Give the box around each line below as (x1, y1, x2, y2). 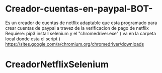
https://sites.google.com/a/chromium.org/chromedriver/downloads (5, 41, 144, 47)
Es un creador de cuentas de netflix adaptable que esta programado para (5, 20, 157, 26)
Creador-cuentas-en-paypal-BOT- (5, 3, 153, 15)
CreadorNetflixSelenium (5, 59, 109, 70)
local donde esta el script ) (5, 36, 60, 42)
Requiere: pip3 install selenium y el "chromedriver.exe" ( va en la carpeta (5, 30, 156, 36)
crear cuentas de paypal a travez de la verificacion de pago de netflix (5, 25, 149, 31)
